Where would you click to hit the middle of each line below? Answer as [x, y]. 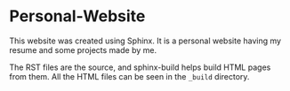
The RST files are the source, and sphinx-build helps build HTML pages [140, 67]
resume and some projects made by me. [83, 49]
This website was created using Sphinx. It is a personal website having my [145, 41]
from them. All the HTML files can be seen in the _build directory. [129, 76]
